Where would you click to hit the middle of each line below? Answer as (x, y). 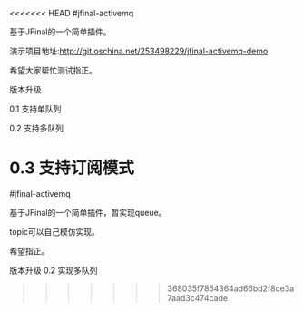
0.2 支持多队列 (36, 128)
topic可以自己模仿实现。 (54, 231)
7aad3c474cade (198, 297)
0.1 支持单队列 (35, 109)
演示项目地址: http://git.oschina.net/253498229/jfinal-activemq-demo (139, 51)
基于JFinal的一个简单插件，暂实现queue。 (88, 212)
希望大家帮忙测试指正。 (53, 70)
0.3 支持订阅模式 (72, 168)
